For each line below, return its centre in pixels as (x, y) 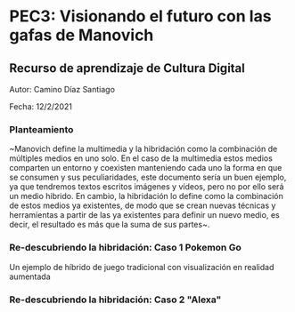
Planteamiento (41, 129)
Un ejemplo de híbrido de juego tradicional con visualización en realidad (142, 267)
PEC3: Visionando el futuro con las (140, 16)
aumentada (30, 276)
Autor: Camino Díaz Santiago (62, 89)
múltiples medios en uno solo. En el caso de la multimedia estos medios (141, 158)
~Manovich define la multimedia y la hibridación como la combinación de (143, 149)
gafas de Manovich (82, 35)
